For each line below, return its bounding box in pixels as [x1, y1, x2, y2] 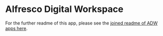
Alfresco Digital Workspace [5, 3, 124, 15]
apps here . [5, 25, 28, 31]
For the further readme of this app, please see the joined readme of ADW [5, 20, 158, 26]
